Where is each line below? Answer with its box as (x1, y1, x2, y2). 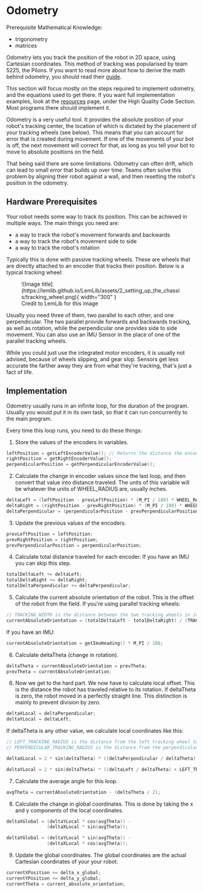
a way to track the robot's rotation (14, 244, 100, 251)
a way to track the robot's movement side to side (14, 237, 137, 244)
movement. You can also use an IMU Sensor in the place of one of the (6, 331, 180, 338)
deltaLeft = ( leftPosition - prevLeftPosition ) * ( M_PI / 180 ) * (6, 497, 175, 504)
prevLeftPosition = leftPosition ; (6, 531, 94, 537)
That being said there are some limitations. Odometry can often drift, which (6, 160, 193, 167)
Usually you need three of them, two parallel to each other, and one (6, 311, 174, 318)
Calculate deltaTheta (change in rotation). (14, 651, 119, 658)
